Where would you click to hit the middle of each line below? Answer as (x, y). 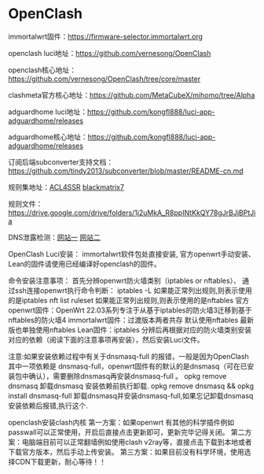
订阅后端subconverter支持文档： (61, 161)
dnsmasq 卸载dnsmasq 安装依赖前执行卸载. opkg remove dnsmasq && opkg (131, 386)
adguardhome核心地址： (48, 137)
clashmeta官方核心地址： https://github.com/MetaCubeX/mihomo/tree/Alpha (132, 94)
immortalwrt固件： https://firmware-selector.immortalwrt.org (105, 36)
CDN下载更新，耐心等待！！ (60, 461)
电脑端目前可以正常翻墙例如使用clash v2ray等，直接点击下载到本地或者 (137, 442)
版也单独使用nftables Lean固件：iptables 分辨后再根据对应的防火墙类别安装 (130, 330)
